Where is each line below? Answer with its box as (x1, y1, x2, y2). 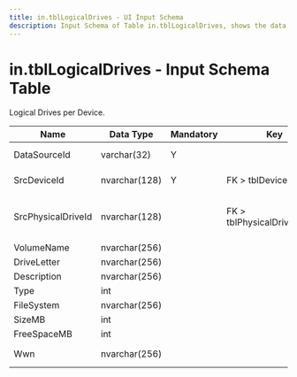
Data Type (109, 128, 154, 141)
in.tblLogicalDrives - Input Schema (9, 59, 270, 80)
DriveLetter (13, 256, 60, 268)
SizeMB (13, 313, 46, 326)
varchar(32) (100, 149, 152, 161)
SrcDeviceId (13, 174, 65, 187)
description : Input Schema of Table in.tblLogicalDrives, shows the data (9, 21, 287, 30)
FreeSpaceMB (13, 328, 72, 341)
